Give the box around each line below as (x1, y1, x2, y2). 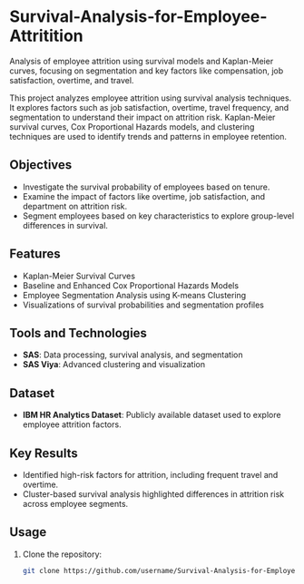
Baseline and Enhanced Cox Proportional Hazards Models (22, 279, 239, 291)
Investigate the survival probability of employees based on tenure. (22, 181, 270, 192)
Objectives (9, 157, 73, 173)
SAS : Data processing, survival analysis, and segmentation (22, 349, 243, 360)
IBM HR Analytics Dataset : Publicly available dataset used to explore (22, 410, 281, 421)
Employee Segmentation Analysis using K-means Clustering (22, 289, 247, 300)
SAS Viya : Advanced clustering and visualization (22, 359, 206, 370)
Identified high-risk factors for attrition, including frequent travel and (22, 470, 279, 480)
